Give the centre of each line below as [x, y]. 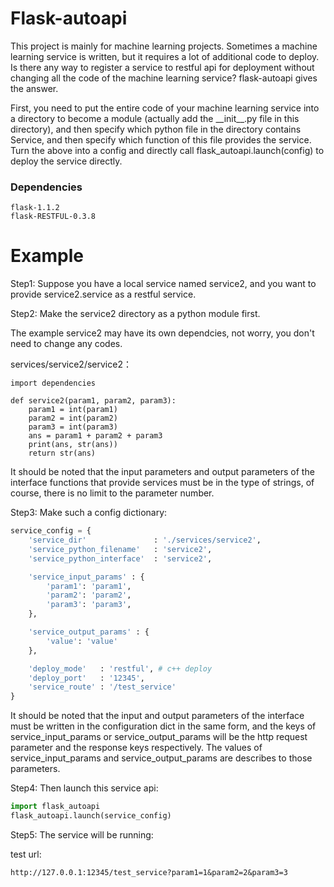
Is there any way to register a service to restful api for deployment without [162, 67]
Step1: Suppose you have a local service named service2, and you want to [163, 284]
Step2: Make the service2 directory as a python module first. [135, 314]
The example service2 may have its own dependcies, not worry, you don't [162, 333]
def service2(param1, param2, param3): [93, 401]
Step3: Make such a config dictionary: [89, 513]
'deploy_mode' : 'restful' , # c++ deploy [120, 668]
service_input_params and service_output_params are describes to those [161, 758]
